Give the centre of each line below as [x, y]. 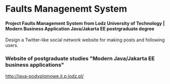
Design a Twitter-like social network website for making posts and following [85, 40]
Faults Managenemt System [66, 9]
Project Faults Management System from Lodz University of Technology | [85, 23]
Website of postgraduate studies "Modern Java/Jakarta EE [80, 59]
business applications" [35, 65]
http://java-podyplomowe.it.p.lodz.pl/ [45, 76]
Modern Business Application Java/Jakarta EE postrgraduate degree [80, 29]
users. [12, 45]
